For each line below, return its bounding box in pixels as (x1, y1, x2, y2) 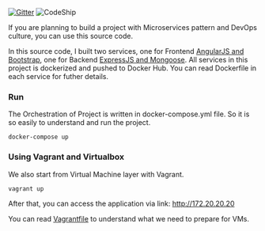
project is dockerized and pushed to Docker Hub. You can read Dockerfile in (8, 63, 257, 73)
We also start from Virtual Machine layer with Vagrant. (8, 169, 184, 179)
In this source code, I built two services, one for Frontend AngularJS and (8, 47, 244, 55)
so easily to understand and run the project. (8, 118, 151, 127)
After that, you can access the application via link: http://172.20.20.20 (8, 199, 235, 208)
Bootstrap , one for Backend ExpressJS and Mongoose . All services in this (8, 55, 248, 64)
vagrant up (8, 184, 44, 193)
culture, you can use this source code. (8, 32, 134, 40)
